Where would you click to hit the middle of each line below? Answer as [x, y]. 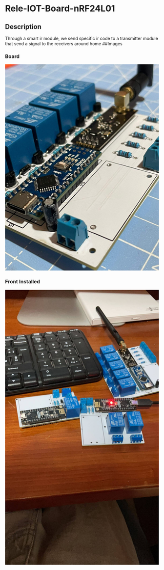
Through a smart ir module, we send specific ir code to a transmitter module [82, 38]
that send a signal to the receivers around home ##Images [64, 44]
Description [23, 27]
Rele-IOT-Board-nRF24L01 [60, 9]
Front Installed [23, 282]
